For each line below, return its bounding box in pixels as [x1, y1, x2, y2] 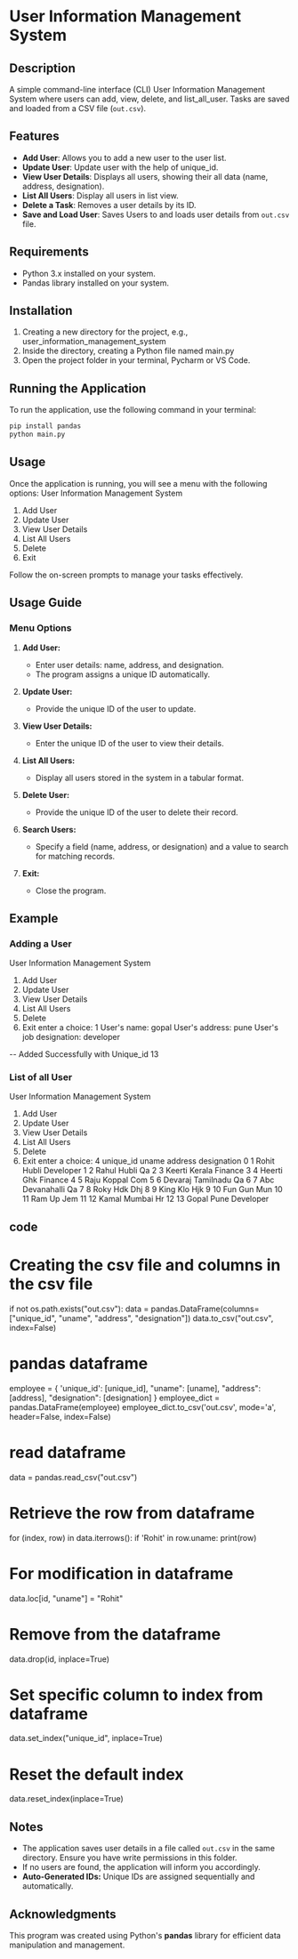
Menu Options [9, 622, 72, 634]
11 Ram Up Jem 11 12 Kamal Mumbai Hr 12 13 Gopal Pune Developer [21, 1194, 270, 1205]
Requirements [9, 245, 89, 260]
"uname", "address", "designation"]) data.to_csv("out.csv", [58, 1312, 274, 1323]
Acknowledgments [9, 1907, 117, 1922]
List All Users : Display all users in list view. [21, 189, 180, 201]
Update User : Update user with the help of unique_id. [21, 162, 219, 173]
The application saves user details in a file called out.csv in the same [21, 1843, 276, 1854]
